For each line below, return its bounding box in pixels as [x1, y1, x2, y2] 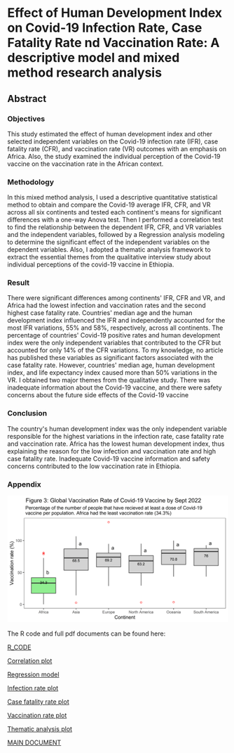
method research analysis [7, 65, 163, 81]
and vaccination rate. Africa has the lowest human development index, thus [7, 439, 225, 448]
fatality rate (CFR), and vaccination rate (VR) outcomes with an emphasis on [7, 144, 226, 153]
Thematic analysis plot [7, 724, 72, 733]
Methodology [7, 177, 55, 187]
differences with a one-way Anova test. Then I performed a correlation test [7, 216, 223, 224]
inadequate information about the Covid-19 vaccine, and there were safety [7, 383, 222, 392]
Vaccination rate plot [7, 711, 67, 719]
